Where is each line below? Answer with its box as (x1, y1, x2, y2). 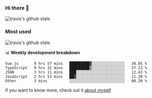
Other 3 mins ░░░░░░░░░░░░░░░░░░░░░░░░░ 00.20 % (5, 78, 148, 84)
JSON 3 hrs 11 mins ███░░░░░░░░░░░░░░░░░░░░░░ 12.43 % (5, 70, 148, 75)
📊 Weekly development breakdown (5, 49, 80, 55)
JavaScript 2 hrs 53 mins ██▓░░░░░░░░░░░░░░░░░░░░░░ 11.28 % (5, 74, 148, 79)
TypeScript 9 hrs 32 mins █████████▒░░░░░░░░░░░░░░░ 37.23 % (5, 65, 148, 70)
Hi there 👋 (5, 4, 30, 11)
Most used (5, 28, 31, 35)
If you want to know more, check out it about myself (5, 87, 111, 93)
